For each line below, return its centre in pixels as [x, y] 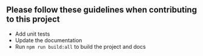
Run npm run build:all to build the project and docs [80, 46]
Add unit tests [32, 34]
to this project [33, 20]
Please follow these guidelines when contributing [101, 10]
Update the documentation [48, 40]
